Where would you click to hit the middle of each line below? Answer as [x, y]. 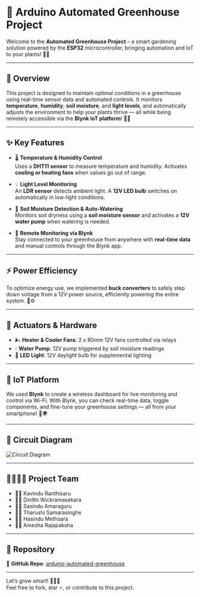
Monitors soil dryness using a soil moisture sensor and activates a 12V [102, 215]
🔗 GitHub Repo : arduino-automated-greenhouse [65, 564]
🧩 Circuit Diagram [39, 440]
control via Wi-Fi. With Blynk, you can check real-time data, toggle [88, 400]
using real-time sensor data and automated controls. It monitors [84, 99]
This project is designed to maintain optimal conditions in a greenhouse [94, 93]
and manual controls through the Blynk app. [68, 246]
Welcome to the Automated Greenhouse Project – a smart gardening [91, 41]
